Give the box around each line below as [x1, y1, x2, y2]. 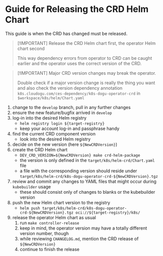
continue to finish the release [19, 246, 80, 252]
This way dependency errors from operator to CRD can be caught [17, 55, 153, 61]
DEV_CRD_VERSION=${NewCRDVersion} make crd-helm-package [19, 153, 141, 158]
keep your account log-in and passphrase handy [19, 126, 120, 131]
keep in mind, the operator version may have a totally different [19, 225, 148, 231]
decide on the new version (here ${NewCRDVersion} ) [12, 141, 118, 147]
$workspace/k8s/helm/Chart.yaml [17, 96, 84, 101]
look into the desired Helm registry [19, 136, 91, 142]
